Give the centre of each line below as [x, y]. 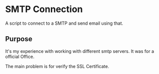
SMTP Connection [44, 9]
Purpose [19, 39]
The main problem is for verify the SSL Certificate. [57, 66]
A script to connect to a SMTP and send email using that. [64, 23]
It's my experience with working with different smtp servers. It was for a [80, 51]
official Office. [20, 56]
